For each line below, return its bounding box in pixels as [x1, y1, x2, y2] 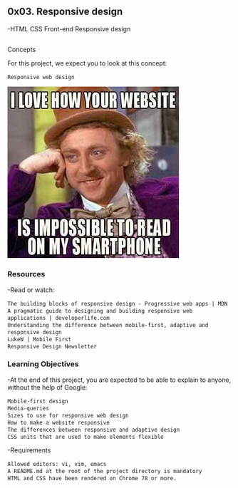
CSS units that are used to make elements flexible [7, 433, 164, 440]
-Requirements [7, 445, 51, 455]
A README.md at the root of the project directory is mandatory [7, 467, 202, 474]
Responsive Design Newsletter [7, 343, 98, 350]
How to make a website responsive [7, 419, 110, 426]
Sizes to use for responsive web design [7, 412, 130, 419]
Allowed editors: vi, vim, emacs [7, 460, 107, 467]
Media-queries [7, 405, 50, 412]
